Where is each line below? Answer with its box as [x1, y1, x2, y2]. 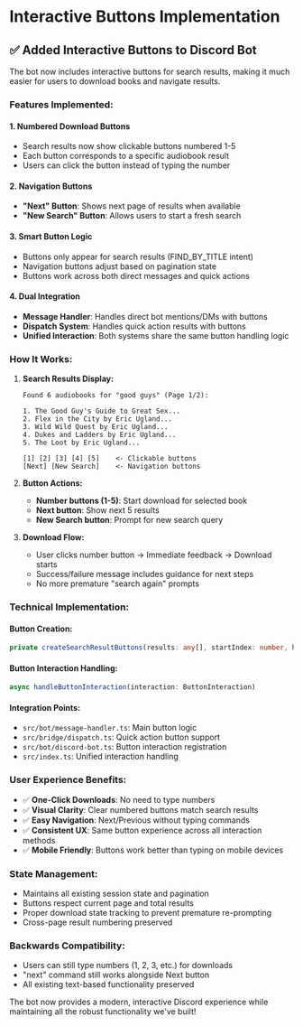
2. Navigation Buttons [9, 181, 93, 191]
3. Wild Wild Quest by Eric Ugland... [22, 423, 169, 432]
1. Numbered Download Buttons [9, 120, 131, 132]
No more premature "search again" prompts [35, 578, 200, 589]
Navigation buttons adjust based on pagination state [22, 260, 217, 272]
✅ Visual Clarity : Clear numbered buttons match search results [22, 804, 259, 815]
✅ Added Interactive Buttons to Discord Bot [9, 42, 257, 58]
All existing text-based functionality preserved [22, 979, 195, 990]
